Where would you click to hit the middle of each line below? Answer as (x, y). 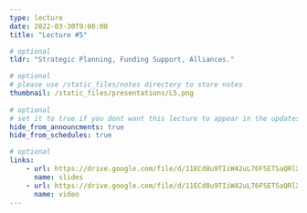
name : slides (58, 177)
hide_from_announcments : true (67, 127)
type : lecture (37, 18)
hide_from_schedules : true (61, 136)
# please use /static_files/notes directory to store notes (127, 85)
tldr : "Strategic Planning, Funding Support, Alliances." (122, 60)
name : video (56, 194)
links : (22, 160)
